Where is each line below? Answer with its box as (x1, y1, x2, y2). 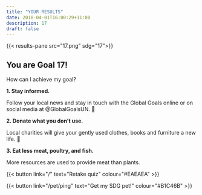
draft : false (6, 25, 39, 32)
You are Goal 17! (6, 60, 68, 70)
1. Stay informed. (6, 88, 50, 95)
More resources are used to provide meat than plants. (6, 159, 140, 166)
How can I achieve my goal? (6, 76, 77, 83)
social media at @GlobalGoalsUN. (6, 106, 91, 113)
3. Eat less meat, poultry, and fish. (6, 147, 94, 155)
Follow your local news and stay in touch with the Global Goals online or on (6, 99, 194, 106)
